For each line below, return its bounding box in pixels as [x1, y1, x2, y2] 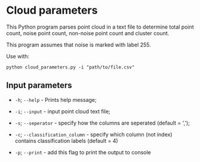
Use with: [6, 52, 30, 60]
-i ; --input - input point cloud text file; [14, 108, 110, 115]
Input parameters [6, 80, 73, 91]
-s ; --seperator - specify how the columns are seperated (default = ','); [14, 119, 190, 126]
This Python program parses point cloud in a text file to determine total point [6, 23, 194, 30]
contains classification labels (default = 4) [14, 137, 118, 144]
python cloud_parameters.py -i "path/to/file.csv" [6, 64, 135, 70]
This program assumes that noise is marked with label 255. [6, 41, 151, 48]
